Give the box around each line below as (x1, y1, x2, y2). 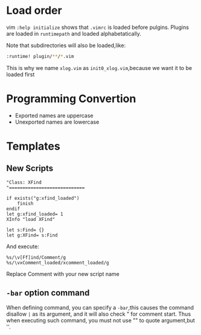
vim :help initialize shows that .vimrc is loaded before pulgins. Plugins (6, 24, 189, 31)
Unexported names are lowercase (14, 118, 100, 126)
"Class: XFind (6, 179, 42, 185)
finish (17, 200, 34, 206)
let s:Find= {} (6, 227, 45, 233)
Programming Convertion (6, 92, 136, 106)
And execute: (6, 243, 39, 250)
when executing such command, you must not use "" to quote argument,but (6, 316, 195, 324)
